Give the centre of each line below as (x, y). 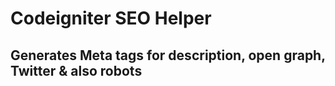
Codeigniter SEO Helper (111, 18)
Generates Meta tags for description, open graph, (168, 55)
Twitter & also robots (76, 70)
